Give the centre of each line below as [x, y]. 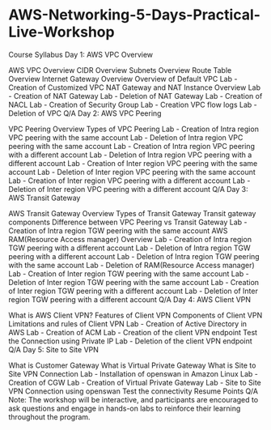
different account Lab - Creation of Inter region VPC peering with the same [133, 163]
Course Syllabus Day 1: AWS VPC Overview [81, 54]
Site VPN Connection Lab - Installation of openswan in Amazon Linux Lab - [133, 373]
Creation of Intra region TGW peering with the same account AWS [118, 230]
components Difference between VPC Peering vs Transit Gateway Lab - [128, 222]
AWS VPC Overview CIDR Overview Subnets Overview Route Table [120, 70]
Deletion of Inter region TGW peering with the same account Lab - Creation [134, 282]
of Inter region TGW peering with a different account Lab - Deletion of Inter [133, 291]
